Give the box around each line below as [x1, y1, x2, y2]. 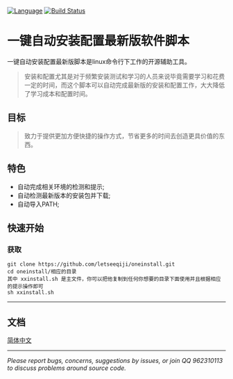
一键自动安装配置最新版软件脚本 [7, 33, 190, 49]
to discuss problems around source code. [7, 364, 127, 372]
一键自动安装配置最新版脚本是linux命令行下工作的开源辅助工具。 [7, 57, 191, 65]
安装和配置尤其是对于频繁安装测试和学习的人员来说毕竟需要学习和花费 [24, 72, 225, 80]
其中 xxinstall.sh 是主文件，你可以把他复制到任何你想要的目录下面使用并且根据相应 [7, 275, 221, 283]
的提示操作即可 [7, 283, 44, 290]
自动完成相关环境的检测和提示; [17, 182, 105, 191]
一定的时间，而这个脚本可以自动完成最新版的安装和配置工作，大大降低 [24, 81, 225, 89]
